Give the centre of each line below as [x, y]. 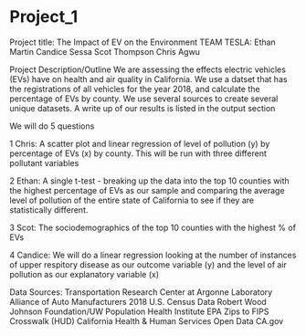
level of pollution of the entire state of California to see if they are [132, 200]
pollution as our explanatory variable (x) [84, 274]
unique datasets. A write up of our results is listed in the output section [142, 108]
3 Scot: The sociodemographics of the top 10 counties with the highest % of [153, 227]
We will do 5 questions [52, 126]
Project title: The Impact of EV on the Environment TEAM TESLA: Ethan [142, 42]
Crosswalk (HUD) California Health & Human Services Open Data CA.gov [147, 320]
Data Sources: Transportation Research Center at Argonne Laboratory [141, 292]
